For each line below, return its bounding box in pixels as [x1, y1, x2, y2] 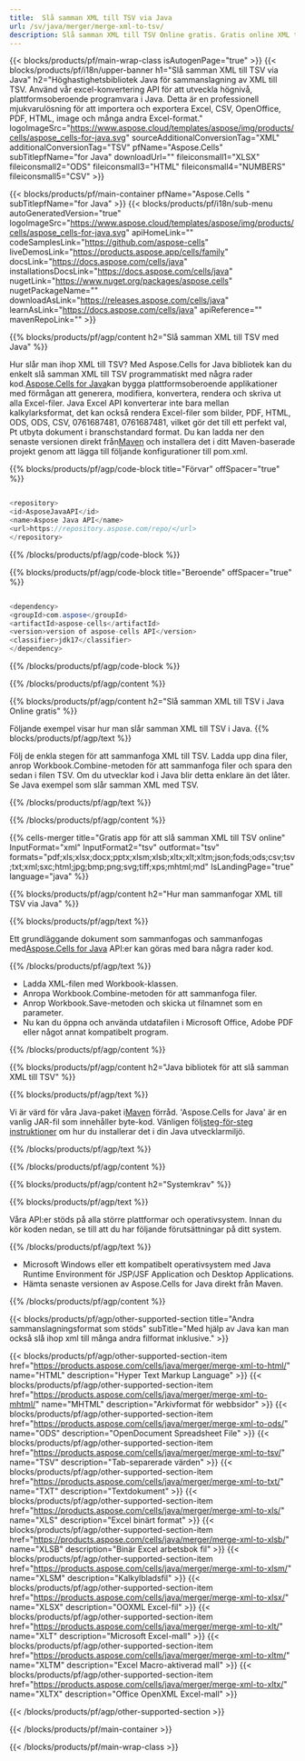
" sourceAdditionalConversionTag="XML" [125, 133, 280, 144]
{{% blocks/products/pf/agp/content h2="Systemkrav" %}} [9, 1179, 231, 1189]
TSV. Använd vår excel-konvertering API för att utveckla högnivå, [9, 84, 252, 95]
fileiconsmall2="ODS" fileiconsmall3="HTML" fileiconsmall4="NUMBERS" [9, 161, 286, 173]
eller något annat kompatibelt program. [22, 1026, 169, 1037]
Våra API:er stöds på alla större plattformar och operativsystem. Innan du [9, 1215, 282, 1225]
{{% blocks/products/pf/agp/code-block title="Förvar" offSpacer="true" [9, 464, 280, 475]
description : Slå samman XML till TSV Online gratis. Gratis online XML [9, 30, 290, 39]
